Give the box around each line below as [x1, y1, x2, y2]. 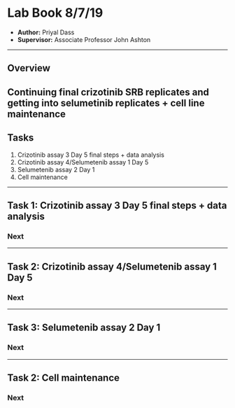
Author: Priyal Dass [17, 28, 75, 36]
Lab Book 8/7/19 [7, 5, 104, 21]
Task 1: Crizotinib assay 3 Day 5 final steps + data [7, 199, 227, 211]
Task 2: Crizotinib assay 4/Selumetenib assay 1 [7, 260, 217, 272]
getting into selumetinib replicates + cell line [7, 97, 205, 109]
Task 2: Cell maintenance [7, 372, 120, 384]
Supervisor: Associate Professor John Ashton [17, 35, 151, 43]
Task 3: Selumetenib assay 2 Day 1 [7, 322, 161, 334]
